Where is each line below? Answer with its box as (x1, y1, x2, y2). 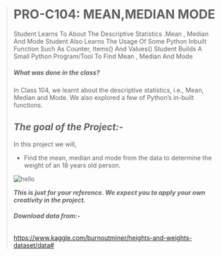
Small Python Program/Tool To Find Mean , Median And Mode (13, 52, 193, 60)
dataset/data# (13, 241, 54, 249)
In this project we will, (13, 140, 77, 148)
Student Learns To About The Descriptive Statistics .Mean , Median (13, 30, 209, 38)
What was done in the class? (13, 68, 100, 77)
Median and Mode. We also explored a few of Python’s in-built (13, 93, 195, 101)
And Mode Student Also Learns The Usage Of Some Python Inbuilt (13, 37, 207, 45)
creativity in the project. (13, 196, 86, 204)
